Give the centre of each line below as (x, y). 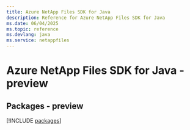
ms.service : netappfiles (38, 40)
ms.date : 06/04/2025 (33, 23)
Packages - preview (45, 106)
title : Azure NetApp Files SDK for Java (59, 12)
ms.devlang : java (28, 35)
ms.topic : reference (33, 29)
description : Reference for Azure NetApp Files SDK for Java (86, 18)
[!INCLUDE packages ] (34, 121)
